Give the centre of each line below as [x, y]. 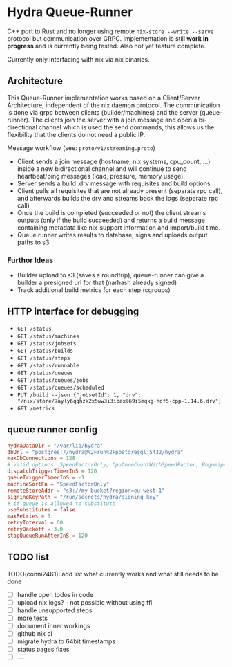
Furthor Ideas [30, 260]
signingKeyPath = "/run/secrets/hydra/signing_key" [83, 497]
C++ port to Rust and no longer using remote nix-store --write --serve [110, 31]
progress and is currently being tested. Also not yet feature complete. [107, 46]
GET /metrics [36, 408]
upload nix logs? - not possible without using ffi [85, 602]
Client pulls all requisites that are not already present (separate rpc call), [120, 190]
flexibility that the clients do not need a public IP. [76, 134]
